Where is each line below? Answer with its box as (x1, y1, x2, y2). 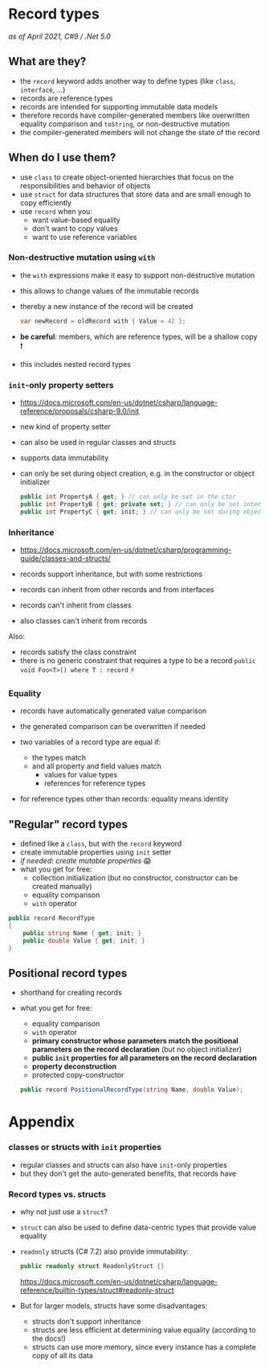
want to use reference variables (31, 232, 137, 241)
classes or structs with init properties (8, 1142, 162, 1153)
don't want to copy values (31, 223, 118, 233)
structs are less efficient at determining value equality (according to (31, 1325, 256, 1334)
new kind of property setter (19, 422, 111, 431)
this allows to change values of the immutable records (19, 286, 199, 295)
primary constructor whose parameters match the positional (31, 1036, 238, 1046)
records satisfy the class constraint (19, 647, 137, 657)
